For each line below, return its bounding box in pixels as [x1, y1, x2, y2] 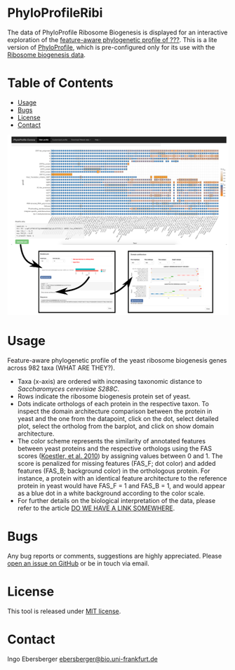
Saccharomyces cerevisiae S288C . [17, 384, 120, 393]
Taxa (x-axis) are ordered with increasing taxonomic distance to [17, 377, 202, 385]
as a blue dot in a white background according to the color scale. [17, 489, 206, 497]
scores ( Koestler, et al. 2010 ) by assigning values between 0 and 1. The [17, 451, 223, 460]
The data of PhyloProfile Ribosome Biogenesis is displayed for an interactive [7, 28, 228, 36]
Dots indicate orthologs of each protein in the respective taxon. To [17, 399, 209, 408]
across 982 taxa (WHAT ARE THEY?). [7, 363, 116, 372]
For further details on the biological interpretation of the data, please [17, 496, 216, 504]
